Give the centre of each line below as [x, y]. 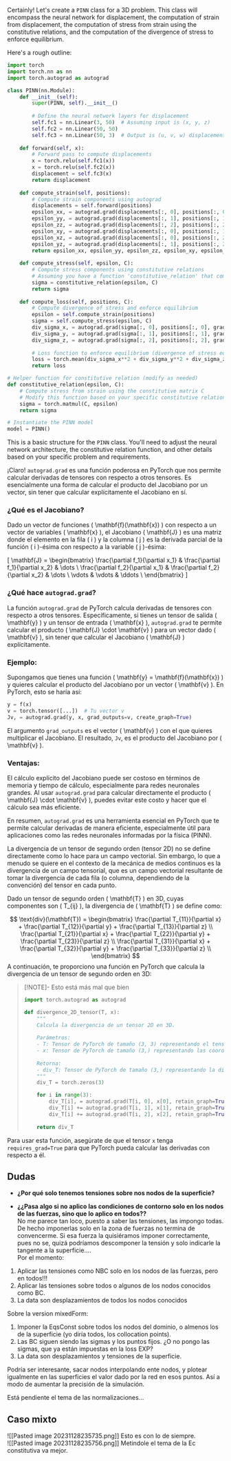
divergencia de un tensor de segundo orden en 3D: [79, 973]
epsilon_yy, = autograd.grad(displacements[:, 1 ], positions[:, [126, 219]
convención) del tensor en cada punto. [62, 885]
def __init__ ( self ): [49, 97]
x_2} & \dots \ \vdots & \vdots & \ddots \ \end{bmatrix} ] [109, 575]
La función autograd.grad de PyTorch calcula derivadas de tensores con [109, 608]
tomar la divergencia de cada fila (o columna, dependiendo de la [98, 878]
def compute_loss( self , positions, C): [77, 302]
